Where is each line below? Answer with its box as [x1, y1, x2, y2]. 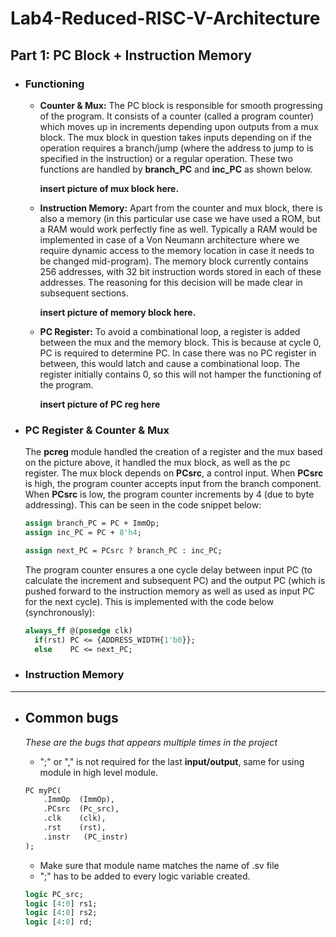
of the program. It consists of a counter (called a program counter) [39, 110, 315, 122]
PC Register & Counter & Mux [24, 423, 170, 437]
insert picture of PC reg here [39, 398, 161, 410]
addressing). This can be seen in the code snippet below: [24, 499, 262, 511]
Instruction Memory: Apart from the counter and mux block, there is [39, 202, 323, 214]
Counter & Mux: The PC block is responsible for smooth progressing [39, 99, 323, 111]
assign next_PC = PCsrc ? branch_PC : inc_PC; [24, 545, 223, 556]
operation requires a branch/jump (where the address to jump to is [39, 142, 314, 154]
